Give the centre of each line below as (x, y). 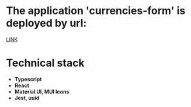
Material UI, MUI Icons (42, 91)
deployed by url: (46, 23)
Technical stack (45, 63)
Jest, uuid (27, 98)
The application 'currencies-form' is (96, 11)
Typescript (28, 79)
